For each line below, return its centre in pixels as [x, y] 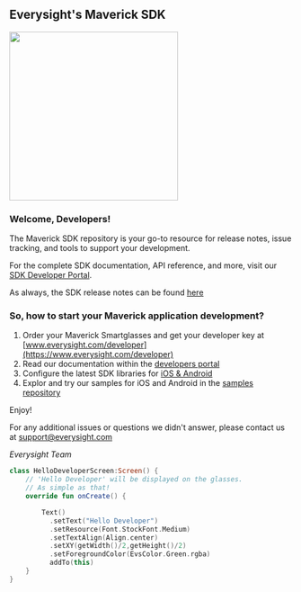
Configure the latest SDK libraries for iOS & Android [117, 373]
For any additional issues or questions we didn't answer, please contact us [147, 427]
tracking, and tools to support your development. [100, 248]
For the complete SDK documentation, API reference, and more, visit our [143, 265]
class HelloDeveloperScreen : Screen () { [84, 471]
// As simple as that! [68, 488]
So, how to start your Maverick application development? [137, 316]
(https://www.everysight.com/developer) [97, 354]
